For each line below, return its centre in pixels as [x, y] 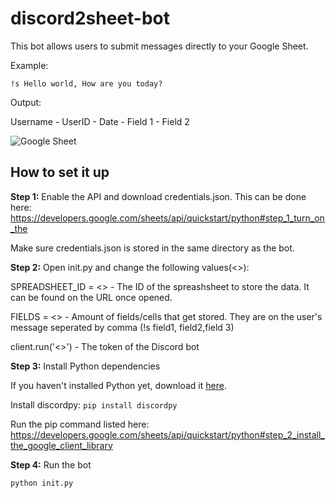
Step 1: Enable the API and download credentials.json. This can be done [158, 196]
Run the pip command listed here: [80, 424]
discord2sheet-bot [90, 18]
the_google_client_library [61, 445]
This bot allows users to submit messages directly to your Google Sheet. [159, 46]
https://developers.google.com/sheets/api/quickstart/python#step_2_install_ [167, 434]
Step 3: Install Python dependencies [85, 366]
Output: [26, 102]
